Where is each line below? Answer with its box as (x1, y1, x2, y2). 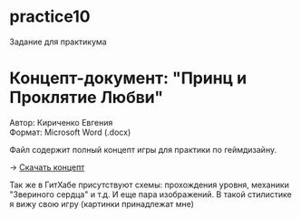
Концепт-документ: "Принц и (9, 68, 248, 89)
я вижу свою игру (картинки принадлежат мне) (9, 198, 195, 209)
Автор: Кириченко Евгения (9, 117, 113, 128)
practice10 (9, 6, 91, 27)
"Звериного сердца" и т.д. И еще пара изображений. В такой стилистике (9, 188, 293, 200)
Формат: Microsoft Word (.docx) (9, 127, 131, 137)
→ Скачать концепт (9, 161, 85, 173)
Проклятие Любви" (9, 88, 164, 108)
